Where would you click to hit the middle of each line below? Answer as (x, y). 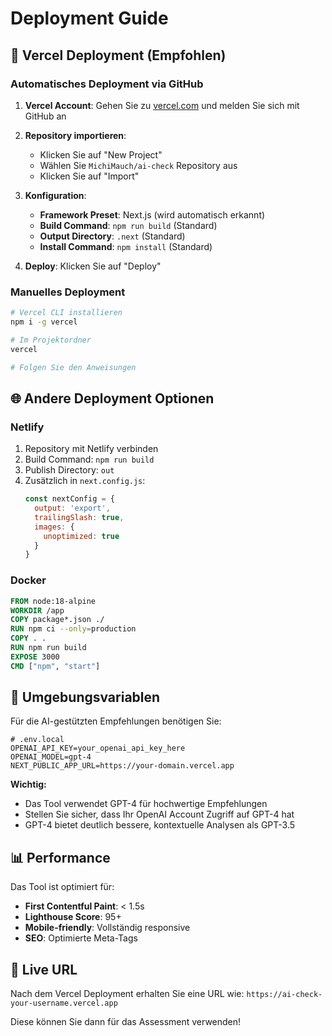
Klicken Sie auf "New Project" (101, 154)
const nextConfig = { (69, 499)
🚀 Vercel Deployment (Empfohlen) (118, 55)
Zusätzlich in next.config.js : (85, 481)
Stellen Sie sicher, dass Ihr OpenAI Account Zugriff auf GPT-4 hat (159, 814)
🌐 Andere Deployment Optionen (112, 398)
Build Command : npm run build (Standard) (128, 225)
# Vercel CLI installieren (66, 313)
